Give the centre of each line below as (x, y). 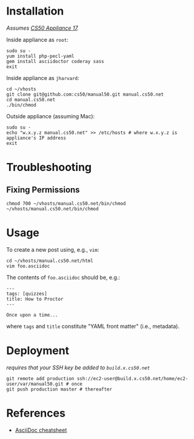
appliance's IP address (36, 138)
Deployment (38, 351)
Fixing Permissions (43, 189)
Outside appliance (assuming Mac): (51, 116)
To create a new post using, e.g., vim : (53, 249)
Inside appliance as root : (37, 39)
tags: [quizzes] (27, 293)
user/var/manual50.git (35, 384)
